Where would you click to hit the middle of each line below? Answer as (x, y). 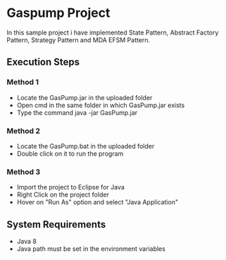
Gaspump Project (58, 13)
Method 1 (23, 82)
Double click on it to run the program (70, 154)
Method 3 (23, 172)
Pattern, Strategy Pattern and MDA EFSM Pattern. (79, 39)
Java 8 (26, 242)
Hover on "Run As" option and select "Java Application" (98, 202)
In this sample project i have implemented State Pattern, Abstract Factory (113, 32)
